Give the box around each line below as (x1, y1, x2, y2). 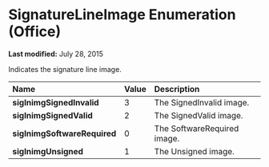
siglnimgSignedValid (12, 109, 94, 121)
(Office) (8, 22, 62, 41)
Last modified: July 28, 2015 (8, 49, 104, 58)
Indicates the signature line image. (8, 64, 122, 74)
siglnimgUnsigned (12, 145, 84, 157)
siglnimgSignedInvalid (12, 97, 99, 108)
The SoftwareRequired (154, 122, 239, 133)
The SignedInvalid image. (154, 97, 250, 108)
